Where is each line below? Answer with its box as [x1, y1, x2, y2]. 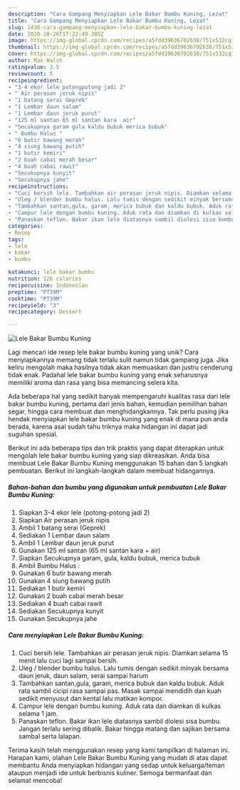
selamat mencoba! [8, 776, 63, 785]
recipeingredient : [8, 76, 63, 84]
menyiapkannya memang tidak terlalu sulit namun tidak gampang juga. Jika [8, 356, 229, 364]
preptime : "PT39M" [8, 288, 63, 296]
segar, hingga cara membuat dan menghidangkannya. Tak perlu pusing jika [8, 407, 229, 416]
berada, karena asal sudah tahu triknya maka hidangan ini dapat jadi [8, 422, 208, 431]
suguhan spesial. [8, 430, 58, 438]
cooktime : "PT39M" [8, 295, 63, 302]
